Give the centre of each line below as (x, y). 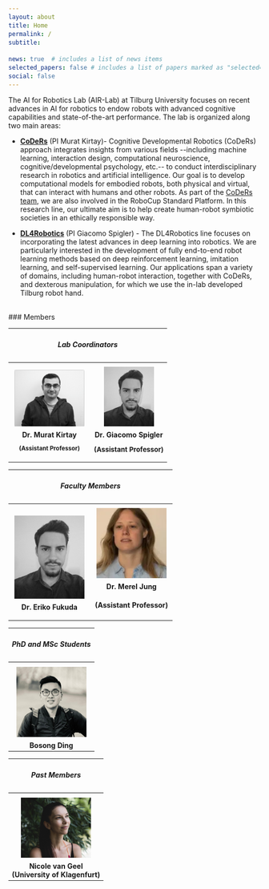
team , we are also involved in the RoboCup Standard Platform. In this (133, 200)
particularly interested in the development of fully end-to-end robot (131, 250)
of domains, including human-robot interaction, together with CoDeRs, (136, 276)
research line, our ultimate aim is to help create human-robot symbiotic (137, 209)
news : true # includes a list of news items (85, 59)
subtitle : (25, 42)
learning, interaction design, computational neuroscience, (115, 158)
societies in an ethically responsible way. (87, 217)
